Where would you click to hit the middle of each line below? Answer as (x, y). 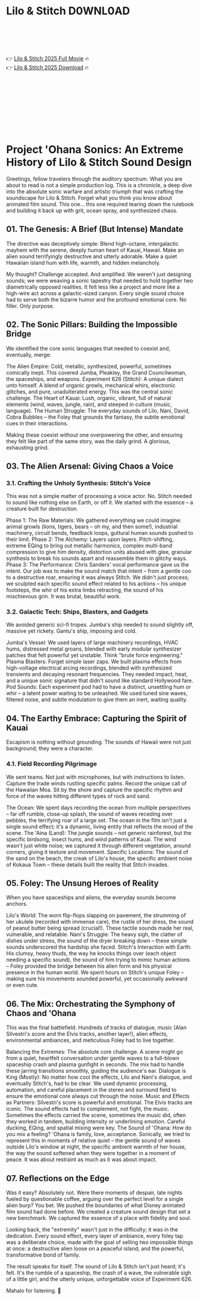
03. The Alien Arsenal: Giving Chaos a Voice (90, 466)
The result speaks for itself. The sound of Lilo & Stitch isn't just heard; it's (96, 1267)
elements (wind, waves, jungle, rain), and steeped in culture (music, (89, 404)
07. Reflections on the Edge (58, 1178)
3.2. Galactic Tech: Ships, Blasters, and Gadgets (77, 612)
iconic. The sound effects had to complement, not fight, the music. (88, 1109)
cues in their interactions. (37, 423)
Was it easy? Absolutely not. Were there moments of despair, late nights (94, 1193)
